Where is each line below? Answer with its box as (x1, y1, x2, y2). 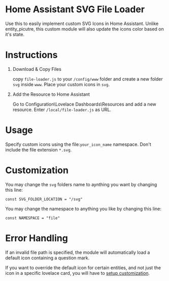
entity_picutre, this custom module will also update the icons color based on (5, 25, 164, 32)
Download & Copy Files (12, 66, 62, 72)
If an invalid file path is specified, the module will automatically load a (5, 249, 150, 256)
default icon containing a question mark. (5, 254, 90, 261)
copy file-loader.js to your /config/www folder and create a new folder (12, 75, 163, 82)
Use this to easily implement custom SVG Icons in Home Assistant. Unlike (5, 20, 159, 27)
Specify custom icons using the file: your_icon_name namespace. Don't (5, 141, 151, 147)
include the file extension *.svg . (5, 146, 72, 152)
